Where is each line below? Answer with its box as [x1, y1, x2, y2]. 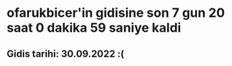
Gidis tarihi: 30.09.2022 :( [6, 48, 125, 60]
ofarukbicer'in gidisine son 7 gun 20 [6, 5, 226, 21]
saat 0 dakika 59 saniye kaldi [6, 20, 181, 36]
